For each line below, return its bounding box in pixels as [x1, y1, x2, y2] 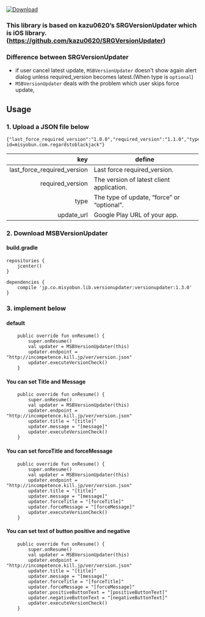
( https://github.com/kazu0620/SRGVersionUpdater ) [6, 36, 166, 45]
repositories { [6, 258, 45, 264]
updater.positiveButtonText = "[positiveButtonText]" [28, 589, 168, 596]
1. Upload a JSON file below [6, 123, 90, 131]
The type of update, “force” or [93, 193, 180, 202]
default [6, 319, 26, 327]
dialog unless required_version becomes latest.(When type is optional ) [15, 74, 194, 81]
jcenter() [17, 263, 43, 270]
